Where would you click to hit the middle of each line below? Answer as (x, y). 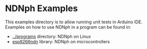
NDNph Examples (42, 8)
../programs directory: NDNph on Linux (51, 36)
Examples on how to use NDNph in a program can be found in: (68, 27)
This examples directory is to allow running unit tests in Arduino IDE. (74, 22)
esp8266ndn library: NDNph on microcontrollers (61, 41)
